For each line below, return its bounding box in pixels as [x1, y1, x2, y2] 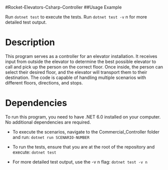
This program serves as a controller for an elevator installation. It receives [5, 53, 157, 59]
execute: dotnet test [12, 149, 57, 155]
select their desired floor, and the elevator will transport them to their [5, 69, 147, 75]
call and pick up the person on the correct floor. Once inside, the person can [5, 63, 163, 69]
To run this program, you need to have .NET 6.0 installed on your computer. [5, 113, 161, 119]
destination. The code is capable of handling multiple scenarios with [5, 74, 146, 80]
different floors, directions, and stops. [5, 79, 83, 85]
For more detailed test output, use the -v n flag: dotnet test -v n [12, 158, 148, 164]
